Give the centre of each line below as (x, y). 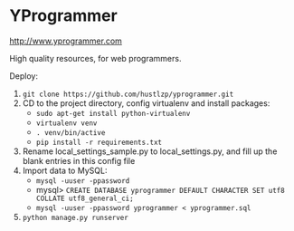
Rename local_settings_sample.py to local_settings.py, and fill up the (150, 151)
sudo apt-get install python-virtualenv (113, 113)
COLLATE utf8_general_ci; (85, 198)
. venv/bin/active (71, 132)
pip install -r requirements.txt (99, 142)
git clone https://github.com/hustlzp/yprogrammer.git (128, 94)
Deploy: (24, 76)
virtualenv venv (66, 123)
